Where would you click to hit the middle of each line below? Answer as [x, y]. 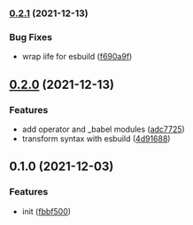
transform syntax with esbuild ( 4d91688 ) [96, 138]
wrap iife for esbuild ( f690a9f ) [77, 57]
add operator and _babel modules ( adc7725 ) [104, 129]
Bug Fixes [31, 36]
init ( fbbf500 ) [46, 211]
